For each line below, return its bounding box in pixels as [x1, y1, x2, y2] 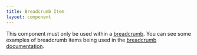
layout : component [6, 14, 51, 20]
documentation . [6, 42, 45, 50]
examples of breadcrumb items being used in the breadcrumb [6, 36, 157, 43]
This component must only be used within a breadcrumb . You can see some [6, 30, 192, 37]
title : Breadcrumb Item [6, 8, 65, 15]
